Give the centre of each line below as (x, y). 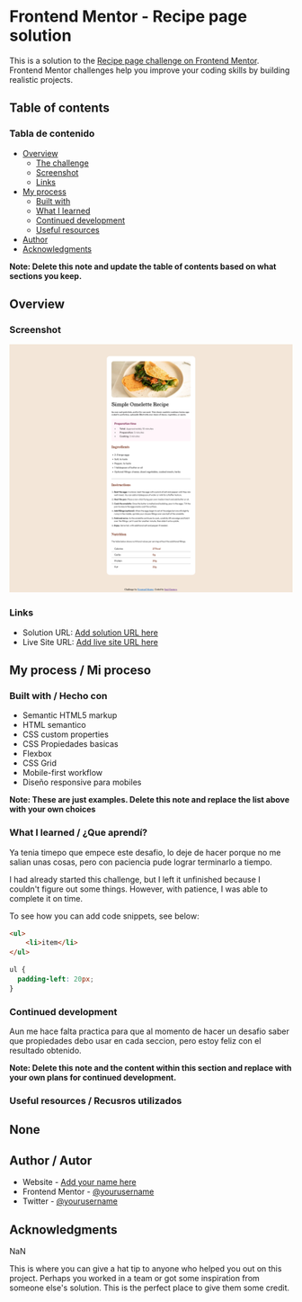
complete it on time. (46, 898)
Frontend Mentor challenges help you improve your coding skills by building (150, 70)
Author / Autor (51, 1160)
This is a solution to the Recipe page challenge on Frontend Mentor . (134, 60)
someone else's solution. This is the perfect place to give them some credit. (150, 1288)
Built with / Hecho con (58, 696)
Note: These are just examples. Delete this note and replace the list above (150, 800)
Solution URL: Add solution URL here (90, 633)
